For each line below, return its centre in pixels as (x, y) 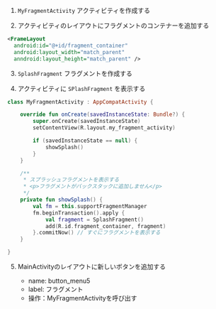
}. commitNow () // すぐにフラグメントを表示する (97, 233)
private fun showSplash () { (61, 200)
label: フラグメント (56, 289)
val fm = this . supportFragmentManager (90, 206)
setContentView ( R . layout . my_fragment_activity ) (104, 128)
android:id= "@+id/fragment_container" (71, 45)
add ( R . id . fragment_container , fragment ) (106, 226)
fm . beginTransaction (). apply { (79, 213)
